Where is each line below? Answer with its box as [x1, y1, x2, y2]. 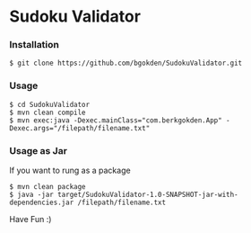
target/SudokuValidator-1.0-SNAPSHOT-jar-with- [56, 191, 239, 200]
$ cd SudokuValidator [9, 100, 91, 109]
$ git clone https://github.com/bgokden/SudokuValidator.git [9, 58, 243, 68]
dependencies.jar [9, 198, 74, 208]
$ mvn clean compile [9, 108, 87, 117]
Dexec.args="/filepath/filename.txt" [9, 123, 151, 132]
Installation [9, 39, 60, 51]
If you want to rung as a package [9, 165, 132, 176]
